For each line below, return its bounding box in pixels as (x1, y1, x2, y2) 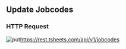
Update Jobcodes (6, 5, 74, 15)
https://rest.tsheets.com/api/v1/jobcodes (20, 35, 120, 43)
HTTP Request (6, 22, 49, 31)
